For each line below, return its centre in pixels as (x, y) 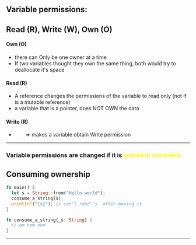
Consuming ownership (48, 174)
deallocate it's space (39, 69)
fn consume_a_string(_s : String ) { (49, 220)
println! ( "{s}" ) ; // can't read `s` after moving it (77, 204)
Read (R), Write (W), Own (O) (59, 29)
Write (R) (17, 121)
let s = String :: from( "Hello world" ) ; (59, 193)
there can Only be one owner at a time (60, 57)
